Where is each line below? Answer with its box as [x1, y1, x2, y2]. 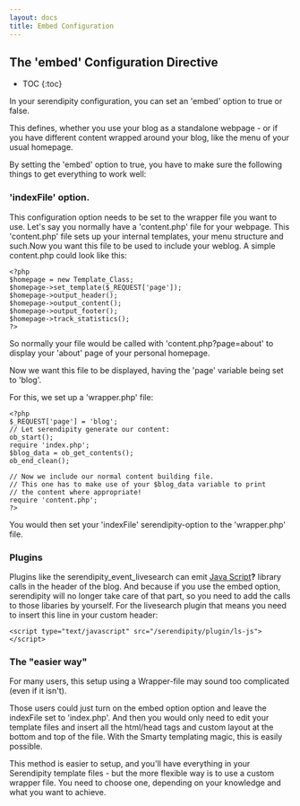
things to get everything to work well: [9, 169, 147, 180]
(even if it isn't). [9, 686, 67, 696]
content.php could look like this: [9, 250, 127, 260]
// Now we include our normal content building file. [9, 472, 215, 481]
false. [9, 105, 30, 117]
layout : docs [9, 13, 58, 22]
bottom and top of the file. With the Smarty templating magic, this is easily [9, 732, 283, 742]
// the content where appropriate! [9, 487, 142, 496]
